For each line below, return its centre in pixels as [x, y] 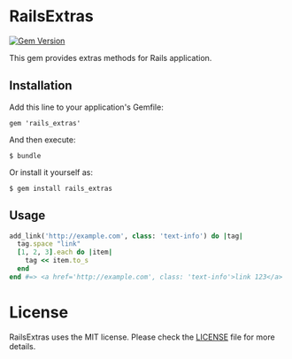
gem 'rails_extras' [45, 123]
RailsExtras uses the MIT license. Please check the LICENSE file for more [142, 337]
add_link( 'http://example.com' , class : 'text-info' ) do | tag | [126, 236]
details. [23, 346]
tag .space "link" [49, 244]
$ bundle [25, 156]
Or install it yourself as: [51, 172]
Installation [41, 86]
